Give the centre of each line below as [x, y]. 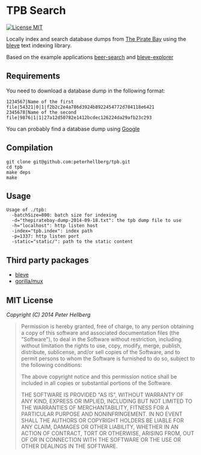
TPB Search [36, 11]
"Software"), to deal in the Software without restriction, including [101, 339]
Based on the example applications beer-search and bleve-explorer [90, 57]
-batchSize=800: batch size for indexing [64, 215]
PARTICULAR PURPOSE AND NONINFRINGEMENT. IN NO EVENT [102, 414]
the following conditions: [51, 365]
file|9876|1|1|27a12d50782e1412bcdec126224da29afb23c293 [79, 118]
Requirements [33, 76]
